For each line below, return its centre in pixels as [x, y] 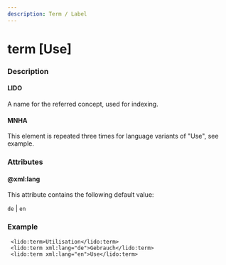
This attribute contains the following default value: [81, 195]
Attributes [25, 162]
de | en [17, 209]
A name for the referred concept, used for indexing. [83, 104]
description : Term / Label [47, 14]
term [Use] [40, 49]
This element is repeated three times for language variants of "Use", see [113, 136]
